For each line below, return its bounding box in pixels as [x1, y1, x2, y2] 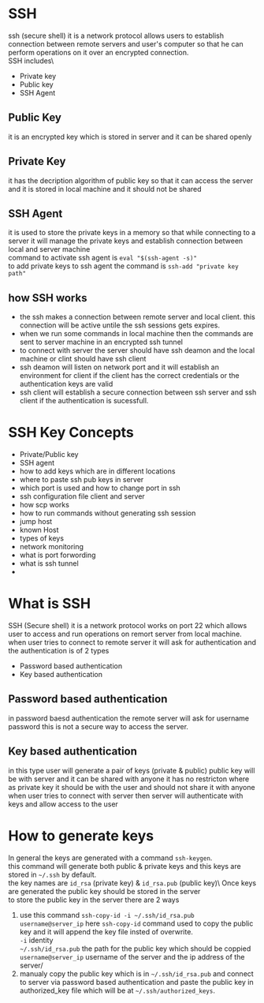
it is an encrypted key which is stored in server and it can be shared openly [8, 132, 252, 141]
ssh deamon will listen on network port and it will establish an [19, 362, 219, 372]
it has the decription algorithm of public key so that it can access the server [8, 175, 254, 185]
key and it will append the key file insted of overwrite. [19, 926, 193, 936]
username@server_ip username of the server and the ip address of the [19, 952, 245, 961]
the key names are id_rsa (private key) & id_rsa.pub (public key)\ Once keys [8, 878, 257, 888]
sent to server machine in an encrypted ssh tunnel [19, 337, 184, 347]
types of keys [19, 533, 65, 543]
